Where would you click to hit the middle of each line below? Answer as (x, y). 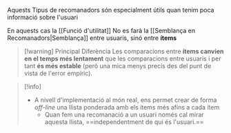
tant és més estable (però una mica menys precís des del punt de (118, 66)
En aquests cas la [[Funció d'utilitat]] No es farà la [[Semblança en (101, 31)
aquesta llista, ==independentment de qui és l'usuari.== (124, 122)
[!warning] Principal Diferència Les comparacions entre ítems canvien (124, 51)
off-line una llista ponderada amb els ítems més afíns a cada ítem (127, 107)
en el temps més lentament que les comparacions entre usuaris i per (123, 59)
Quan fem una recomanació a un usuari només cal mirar (124, 114)
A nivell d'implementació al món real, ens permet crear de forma (125, 100)
